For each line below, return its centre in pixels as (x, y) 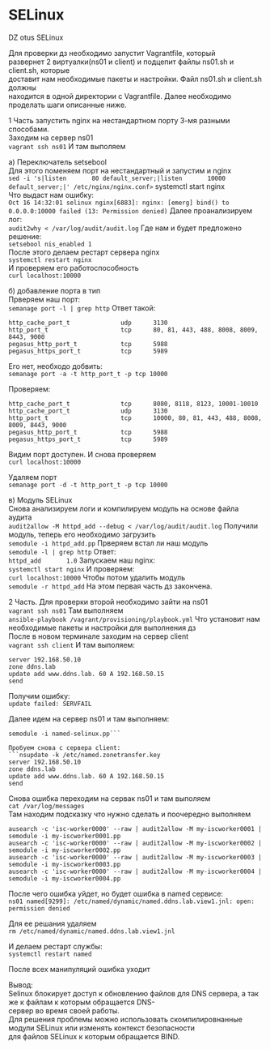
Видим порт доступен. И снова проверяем (82, 454)
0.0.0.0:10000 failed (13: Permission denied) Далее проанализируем (131, 210)
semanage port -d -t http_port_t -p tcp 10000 (88, 485)
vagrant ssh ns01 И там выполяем (67, 146)
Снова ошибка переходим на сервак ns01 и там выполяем (110, 798)
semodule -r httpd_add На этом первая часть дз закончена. (110, 586)
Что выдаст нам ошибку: (51, 195)
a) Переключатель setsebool (58, 162)
